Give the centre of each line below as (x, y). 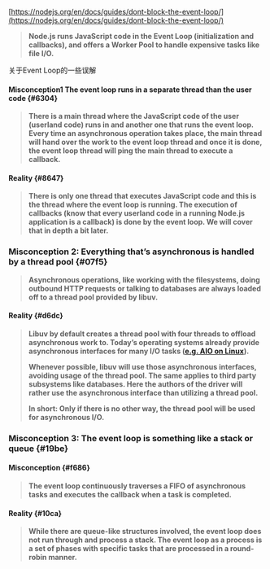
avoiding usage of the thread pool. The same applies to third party (142, 375)
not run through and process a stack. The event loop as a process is (145, 540)
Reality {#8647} (36, 177)
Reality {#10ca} (35, 513)
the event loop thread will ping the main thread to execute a (131, 151)
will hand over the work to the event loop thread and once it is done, (145, 142)
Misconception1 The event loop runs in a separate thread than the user (130, 90)
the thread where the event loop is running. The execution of (133, 205)
